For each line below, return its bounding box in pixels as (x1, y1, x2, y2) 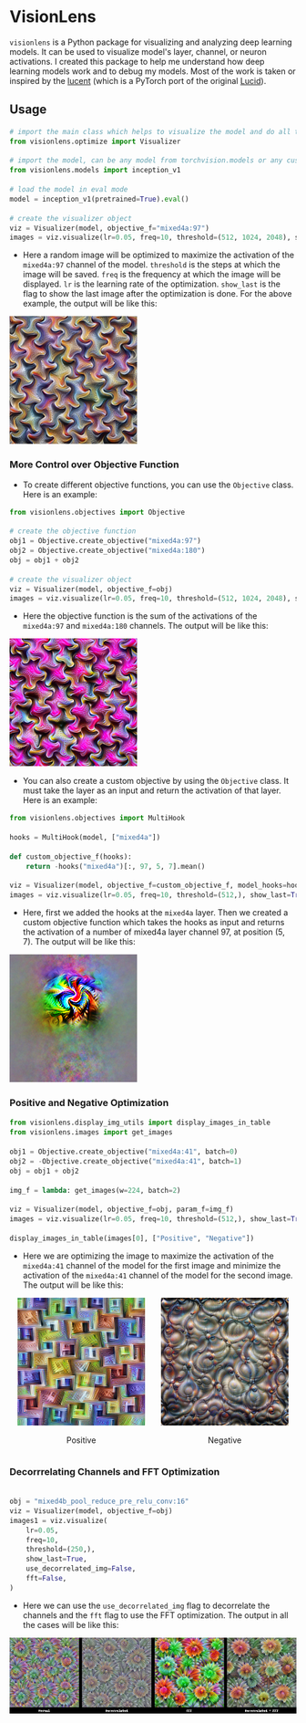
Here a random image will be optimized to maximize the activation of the (22, 249, 294, 261)
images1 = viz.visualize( (9, 1516, 107, 1525)
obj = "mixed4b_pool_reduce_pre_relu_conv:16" (9, 1497, 189, 1507)
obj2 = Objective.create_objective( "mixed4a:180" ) (9, 546, 206, 556)
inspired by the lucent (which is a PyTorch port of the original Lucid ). (9, 75, 267, 86)
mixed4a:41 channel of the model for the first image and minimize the (22, 1259, 281, 1270)
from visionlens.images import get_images (9, 1128, 173, 1137)
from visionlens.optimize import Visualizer (9, 137, 181, 146)
